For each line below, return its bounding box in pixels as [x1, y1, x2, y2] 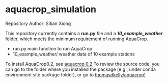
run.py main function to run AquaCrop [12, 45, 93, 51]
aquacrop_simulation [5, 4, 97, 15]
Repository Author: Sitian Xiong [5, 20, 71, 26]
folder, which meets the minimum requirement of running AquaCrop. [5, 36, 149, 42]
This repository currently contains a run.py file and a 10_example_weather [5, 30, 163, 36]
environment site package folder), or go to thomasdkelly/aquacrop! [5, 71, 146, 77]
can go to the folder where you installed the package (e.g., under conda [5, 66, 156, 72]
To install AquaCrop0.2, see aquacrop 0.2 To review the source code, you [5, 61, 160, 67]
